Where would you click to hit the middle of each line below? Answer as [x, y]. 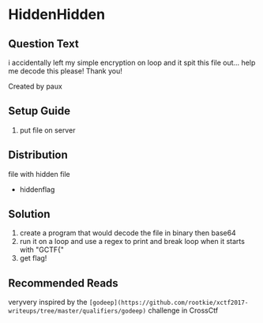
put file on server [47, 130]
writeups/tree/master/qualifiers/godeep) [77, 311]
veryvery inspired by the [48, 302]
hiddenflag [37, 189]
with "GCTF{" [42, 250]
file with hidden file [39, 174]
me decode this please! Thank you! [65, 71]
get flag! [33, 258]
